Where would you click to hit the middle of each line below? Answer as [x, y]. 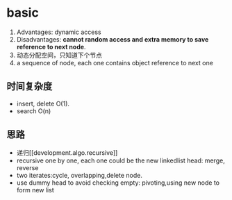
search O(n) [34, 111]
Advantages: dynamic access [59, 32]
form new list [35, 190]
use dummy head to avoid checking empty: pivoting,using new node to [118, 183]
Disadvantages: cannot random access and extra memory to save [113, 39]
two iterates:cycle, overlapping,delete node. [80, 175]
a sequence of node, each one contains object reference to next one [115, 62]
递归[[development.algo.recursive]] [67, 152]
